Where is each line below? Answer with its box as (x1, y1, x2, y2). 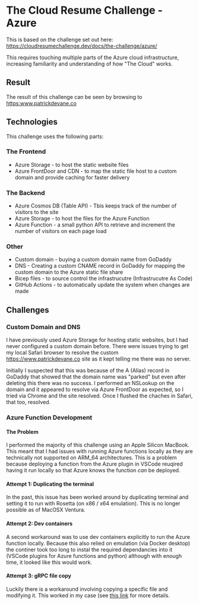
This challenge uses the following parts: (6, 132, 104, 140)
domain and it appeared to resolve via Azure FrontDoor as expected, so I (6, 386, 184, 393)
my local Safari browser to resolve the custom (6, 349, 119, 356)
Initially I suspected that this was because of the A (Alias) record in (6, 367, 170, 374)
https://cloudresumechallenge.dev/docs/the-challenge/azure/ (6, 42, 157, 49)
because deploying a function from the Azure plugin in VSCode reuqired (6, 460, 183, 468)
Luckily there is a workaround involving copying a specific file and (6, 585, 168, 592)
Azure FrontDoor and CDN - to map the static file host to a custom (14, 167, 177, 175)
